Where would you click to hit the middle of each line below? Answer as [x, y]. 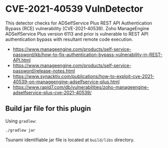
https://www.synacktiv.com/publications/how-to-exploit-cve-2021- [83, 76]
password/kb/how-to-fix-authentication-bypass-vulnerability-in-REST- [88, 55]
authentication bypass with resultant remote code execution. [69, 39]
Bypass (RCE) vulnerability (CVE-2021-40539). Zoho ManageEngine [77, 28]
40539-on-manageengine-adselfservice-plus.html [66, 82]
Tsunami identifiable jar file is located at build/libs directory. [70, 140]
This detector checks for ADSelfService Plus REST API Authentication [79, 23]
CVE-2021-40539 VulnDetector [74, 9]
